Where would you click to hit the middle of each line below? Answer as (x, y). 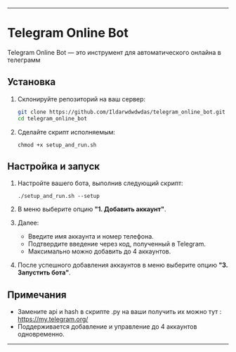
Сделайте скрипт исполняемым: (66, 132)
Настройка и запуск (54, 166)
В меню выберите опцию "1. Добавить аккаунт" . (92, 209)
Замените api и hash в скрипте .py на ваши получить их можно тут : (119, 312)
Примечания (37, 295)
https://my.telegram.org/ (53, 319)
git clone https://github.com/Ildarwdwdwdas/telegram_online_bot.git (122, 112)
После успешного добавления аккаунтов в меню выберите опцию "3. (123, 265)
